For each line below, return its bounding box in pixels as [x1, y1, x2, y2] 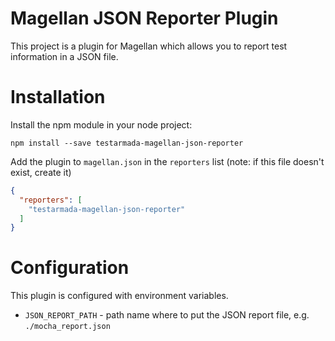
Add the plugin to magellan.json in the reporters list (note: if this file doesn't [10, 155, 325, 167]
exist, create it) [10, 166, 72, 178]
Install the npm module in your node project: [10, 118, 193, 131]
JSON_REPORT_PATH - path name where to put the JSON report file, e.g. [24, 309, 310, 321]
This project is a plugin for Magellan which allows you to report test [10, 40, 288, 52]
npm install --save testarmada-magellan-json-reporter [10, 138, 244, 148]
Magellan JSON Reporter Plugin [10, 7, 279, 30]
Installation [10, 86, 106, 109]
